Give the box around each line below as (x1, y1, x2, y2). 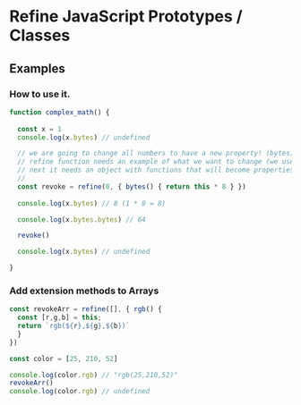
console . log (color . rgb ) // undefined (9, 387, 150, 396)
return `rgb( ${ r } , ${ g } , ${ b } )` (17, 322, 130, 331)
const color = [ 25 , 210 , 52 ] (9, 354, 118, 363)
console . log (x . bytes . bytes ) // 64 (17, 215, 146, 224)
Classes (9, 25, 71, 46)
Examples (9, 61, 65, 76)
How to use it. (9, 88, 71, 100)
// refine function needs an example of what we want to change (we (17, 157, 279, 166)
